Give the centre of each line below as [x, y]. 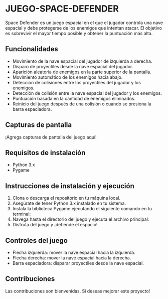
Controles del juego [36, 241]
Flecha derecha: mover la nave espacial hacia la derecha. [72, 258]
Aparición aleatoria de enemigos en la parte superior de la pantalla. [82, 72]
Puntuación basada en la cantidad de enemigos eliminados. [74, 98]
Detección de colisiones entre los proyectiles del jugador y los [77, 82]
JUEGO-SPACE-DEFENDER [62, 9]
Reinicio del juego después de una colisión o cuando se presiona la [82, 104]
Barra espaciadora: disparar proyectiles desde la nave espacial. [78, 263]
